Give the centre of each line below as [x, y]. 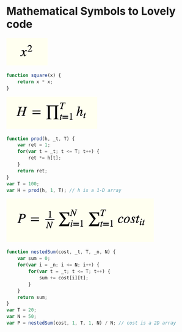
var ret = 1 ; [34, 145]
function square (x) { [34, 75]
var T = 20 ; [21, 310]
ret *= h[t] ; [45, 158]
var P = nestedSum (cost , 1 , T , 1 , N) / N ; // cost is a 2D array [91, 323]
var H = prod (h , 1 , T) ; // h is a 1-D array [64, 190]
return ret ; [32, 171]
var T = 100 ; [23, 184]
